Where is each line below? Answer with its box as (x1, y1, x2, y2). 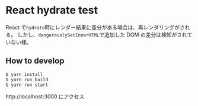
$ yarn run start (5, 82, 49, 88)
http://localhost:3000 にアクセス (5, 92, 85, 100)
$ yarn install (5, 71, 43, 77)
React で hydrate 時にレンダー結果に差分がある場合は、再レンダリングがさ (5, 24, 185, 31)
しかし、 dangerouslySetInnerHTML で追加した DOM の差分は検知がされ (17, 31, 187, 38)
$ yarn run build (5, 77, 49, 82)
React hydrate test (5, 4, 98, 17)
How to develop (5, 56, 65, 66)
